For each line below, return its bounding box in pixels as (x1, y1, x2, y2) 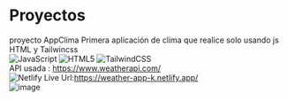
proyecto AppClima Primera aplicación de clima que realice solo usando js (9, 35, 280, 45)
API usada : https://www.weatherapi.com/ (9, 63, 162, 74)
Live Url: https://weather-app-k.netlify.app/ (43, 72, 199, 82)
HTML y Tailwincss (9, 43, 79, 54)
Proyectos (9, 5, 86, 26)
